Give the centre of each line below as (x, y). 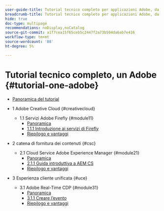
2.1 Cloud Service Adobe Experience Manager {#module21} (80, 152)
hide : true (16, 19)
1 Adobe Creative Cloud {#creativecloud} (54, 108)
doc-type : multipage (26, 23)
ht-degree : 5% (20, 46)
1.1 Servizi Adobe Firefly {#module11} (57, 118)
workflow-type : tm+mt (27, 37)
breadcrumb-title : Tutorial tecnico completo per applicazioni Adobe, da (82, 14)
